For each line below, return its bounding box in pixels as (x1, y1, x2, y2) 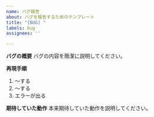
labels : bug (6, 25, 35, 31)
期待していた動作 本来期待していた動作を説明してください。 (6, 105, 152, 112)
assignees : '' (6, 31, 41, 36)
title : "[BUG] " (6, 19, 46, 25)
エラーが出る (14, 92, 46, 99)
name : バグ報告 (6, 8, 40, 15)
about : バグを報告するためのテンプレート (6, 14, 95, 20)
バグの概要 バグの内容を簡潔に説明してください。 (6, 52, 126, 59)
